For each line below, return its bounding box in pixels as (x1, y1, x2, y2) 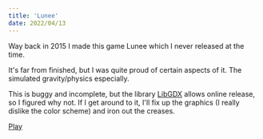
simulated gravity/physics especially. (8, 73, 130, 83)
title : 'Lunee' (8, 11, 59, 20)
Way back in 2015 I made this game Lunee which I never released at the (8, 41, 245, 50)
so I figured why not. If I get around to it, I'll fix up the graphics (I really (8, 97, 240, 107)
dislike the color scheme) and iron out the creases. (8, 105, 176, 116)
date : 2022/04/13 (8, 19, 66, 27)
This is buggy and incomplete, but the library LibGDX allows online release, (8, 89, 256, 98)
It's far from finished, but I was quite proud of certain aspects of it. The (8, 65, 242, 74)
